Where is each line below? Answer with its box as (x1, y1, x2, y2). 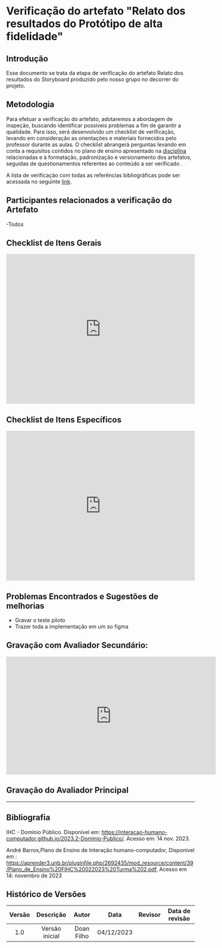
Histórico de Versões (6, 889, 87, 899)
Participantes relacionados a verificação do (6, 195, 172, 206)
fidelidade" (6, 30, 63, 43)
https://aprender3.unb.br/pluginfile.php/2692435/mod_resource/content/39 (6, 859, 193, 867)
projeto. (6, 82, 26, 89)
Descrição (36, 911, 66, 919)
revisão (168, 914, 190, 923)
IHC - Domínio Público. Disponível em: (6, 828, 101, 835)
